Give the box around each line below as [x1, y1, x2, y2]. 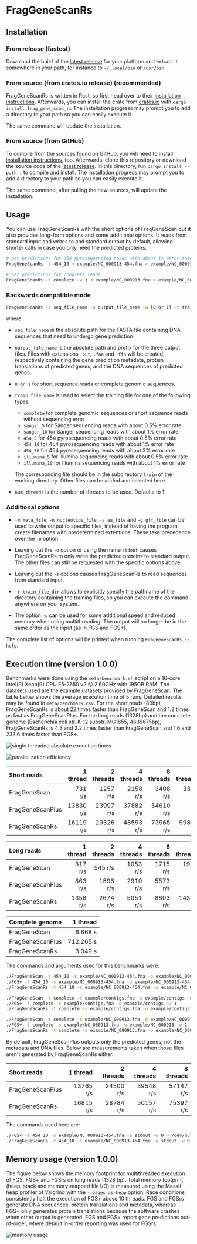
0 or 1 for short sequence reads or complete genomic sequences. [14, 380, 176, 387]
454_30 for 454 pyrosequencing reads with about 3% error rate [23, 447, 175, 454]
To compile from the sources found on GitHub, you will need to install [6, 150, 174, 157]
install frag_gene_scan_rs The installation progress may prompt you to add [6, 105, 191, 112]
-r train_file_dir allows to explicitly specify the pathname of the [14, 588, 175, 595]
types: [14, 398, 30, 405]
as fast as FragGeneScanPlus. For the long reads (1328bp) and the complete [6, 712, 191, 719]
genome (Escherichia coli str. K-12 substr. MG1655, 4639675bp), [6, 718, 162, 726]
